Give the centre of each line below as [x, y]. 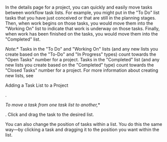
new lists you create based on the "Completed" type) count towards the [80, 65]
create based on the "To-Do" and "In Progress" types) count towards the [81, 54]
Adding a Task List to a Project [37, 85]
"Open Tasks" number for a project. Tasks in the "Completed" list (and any [82, 59]
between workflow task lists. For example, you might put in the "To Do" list [82, 13]
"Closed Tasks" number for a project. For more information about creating [82, 70]
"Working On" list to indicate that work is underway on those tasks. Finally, [82, 29]
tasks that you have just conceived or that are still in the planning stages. [81, 18]
